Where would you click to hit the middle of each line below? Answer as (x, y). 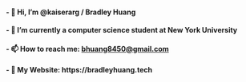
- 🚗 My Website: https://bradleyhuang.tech (79, 70)
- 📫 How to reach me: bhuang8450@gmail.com (88, 49)
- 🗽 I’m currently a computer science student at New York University (122, 30)
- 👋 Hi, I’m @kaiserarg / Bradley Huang (71, 12)
